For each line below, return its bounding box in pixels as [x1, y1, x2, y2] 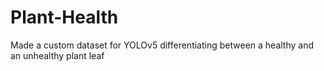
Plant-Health [10, 6, 119, 29]
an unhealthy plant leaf [10, 49, 105, 61]
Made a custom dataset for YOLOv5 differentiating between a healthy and [10, 39, 314, 51]
